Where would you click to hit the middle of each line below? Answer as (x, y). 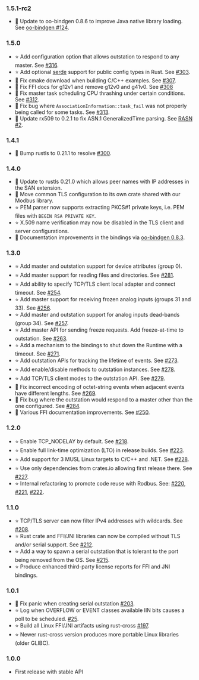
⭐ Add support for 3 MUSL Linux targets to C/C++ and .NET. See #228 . (102, 459)
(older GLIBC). (32, 643)
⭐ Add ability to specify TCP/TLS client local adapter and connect (95, 284)
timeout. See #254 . (38, 293)
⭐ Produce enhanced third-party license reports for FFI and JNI (92, 567)
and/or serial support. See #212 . (54, 545)
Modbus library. (34, 200)
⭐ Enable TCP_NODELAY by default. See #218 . (72, 441)
